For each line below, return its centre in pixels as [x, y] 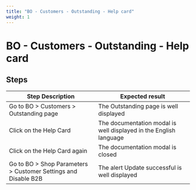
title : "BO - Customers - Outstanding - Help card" [70, 11]
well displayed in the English [137, 130]
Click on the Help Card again [48, 151]
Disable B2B [26, 178]
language [111, 137]
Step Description [51, 96]
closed [108, 154]
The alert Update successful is [140, 167]
